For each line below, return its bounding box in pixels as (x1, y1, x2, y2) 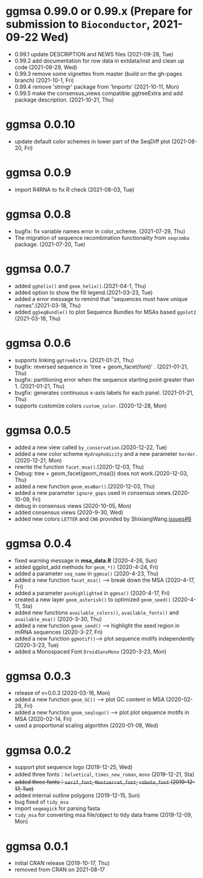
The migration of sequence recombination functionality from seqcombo (14, 234, 190, 241)
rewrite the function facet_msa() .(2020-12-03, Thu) (14, 463, 144, 471)
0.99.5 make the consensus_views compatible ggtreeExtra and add (14, 89, 183, 97)
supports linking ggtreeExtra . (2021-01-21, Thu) (14, 356, 135, 363)
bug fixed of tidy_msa (14, 798, 69, 806)
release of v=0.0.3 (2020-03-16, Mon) (14, 690, 110, 697)
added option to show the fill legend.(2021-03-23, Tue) (14, 289, 153, 296)
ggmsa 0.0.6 (5, 336, 71, 350)
